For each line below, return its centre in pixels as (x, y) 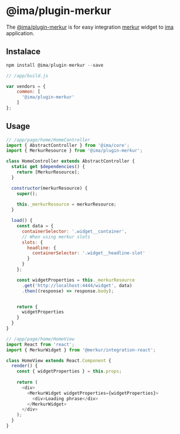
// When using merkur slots (56, 237)
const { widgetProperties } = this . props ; (69, 371)
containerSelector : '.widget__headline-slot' (89, 253)
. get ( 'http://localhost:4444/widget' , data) (77, 285)
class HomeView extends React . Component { (59, 360)
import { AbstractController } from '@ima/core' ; (68, 145)
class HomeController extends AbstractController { (70, 161)
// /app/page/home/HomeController (48, 140)
